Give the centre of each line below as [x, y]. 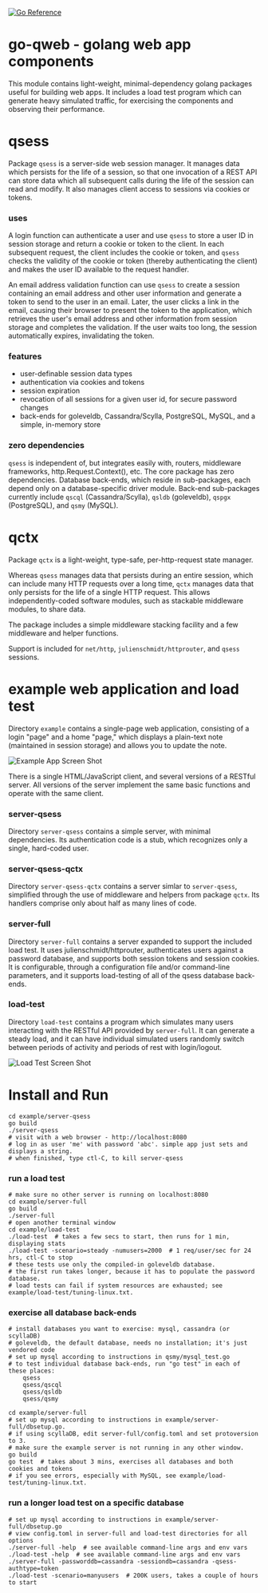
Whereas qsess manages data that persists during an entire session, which [131, 575]
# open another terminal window [62, 1223]
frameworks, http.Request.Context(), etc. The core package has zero [121, 471]
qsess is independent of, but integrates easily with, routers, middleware [125, 462]
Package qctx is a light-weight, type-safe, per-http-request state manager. [131, 560]
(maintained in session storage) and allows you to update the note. [118, 745]
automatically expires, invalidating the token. [81, 336]
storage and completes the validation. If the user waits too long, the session [133, 327]
